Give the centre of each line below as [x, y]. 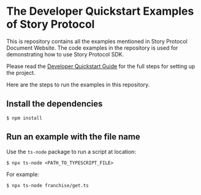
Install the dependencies [55, 104]
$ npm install [25, 118]
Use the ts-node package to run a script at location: [71, 151]
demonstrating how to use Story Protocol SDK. [65, 54]
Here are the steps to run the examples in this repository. [78, 85]
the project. [21, 72]
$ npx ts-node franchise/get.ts [47, 185]
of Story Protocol [51, 24]
